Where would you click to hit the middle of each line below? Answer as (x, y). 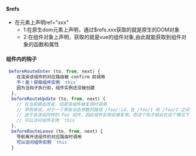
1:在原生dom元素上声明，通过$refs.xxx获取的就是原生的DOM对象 (101, 30)
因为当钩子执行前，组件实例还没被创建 (56, 88)
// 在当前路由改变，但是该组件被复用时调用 (62, 104)
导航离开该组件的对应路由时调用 (49, 137)
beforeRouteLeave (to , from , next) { (57, 131)
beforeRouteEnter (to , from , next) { (54, 72)
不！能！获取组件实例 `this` (48, 82)
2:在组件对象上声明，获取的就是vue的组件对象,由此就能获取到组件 (102, 37)
